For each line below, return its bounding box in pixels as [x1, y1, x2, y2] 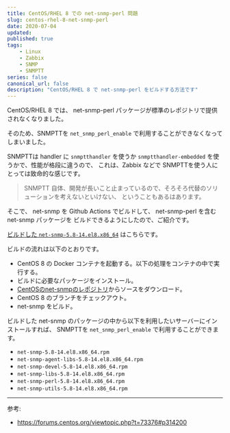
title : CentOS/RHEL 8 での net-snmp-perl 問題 [7, 10, 138, 17]
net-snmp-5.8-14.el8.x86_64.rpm [16, 349, 110, 356]
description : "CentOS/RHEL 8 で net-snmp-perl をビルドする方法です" [7, 86, 199, 93]
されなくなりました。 [7, 114, 67, 123]
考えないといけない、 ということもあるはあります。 [60, 193, 205, 201]
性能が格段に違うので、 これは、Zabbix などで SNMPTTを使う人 [30, 161, 212, 169]
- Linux [19, 49, 41, 55]
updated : [7, 29, 32, 36]
